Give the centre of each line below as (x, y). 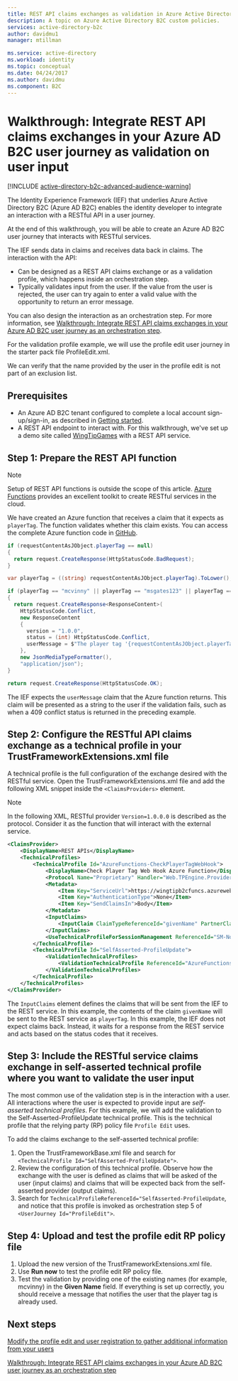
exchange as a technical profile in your (95, 745)
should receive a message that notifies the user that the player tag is (118, 1294)
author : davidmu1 (33, 34)
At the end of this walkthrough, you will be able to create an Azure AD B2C (116, 229)
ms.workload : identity (41, 60)
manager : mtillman (34, 41)
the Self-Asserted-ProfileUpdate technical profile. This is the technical (110, 1118)
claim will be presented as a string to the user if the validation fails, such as (117, 704)
